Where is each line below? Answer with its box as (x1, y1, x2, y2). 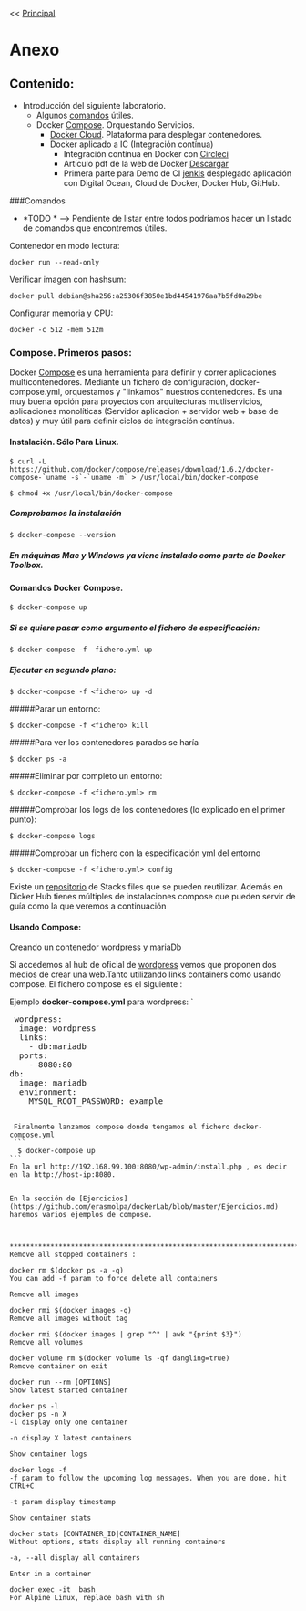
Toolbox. (9, 560, 44, 571)
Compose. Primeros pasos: (9, 346, 132, 359)
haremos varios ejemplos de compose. (9, 1211, 153, 1220)
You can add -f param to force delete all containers (9, 1274, 219, 1284)
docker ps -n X (9, 1409, 67, 1419)
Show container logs (9, 1450, 88, 1459)
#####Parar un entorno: (9, 702, 101, 714)
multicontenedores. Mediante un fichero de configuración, (9, 377, 229, 388)
